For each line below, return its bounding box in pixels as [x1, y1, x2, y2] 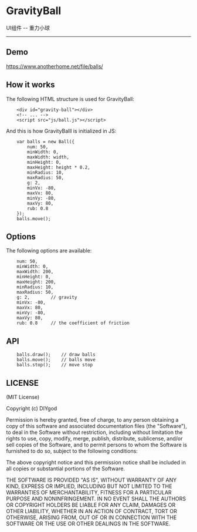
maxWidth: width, [27, 154, 69, 160]
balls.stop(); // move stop [16, 362, 93, 368]
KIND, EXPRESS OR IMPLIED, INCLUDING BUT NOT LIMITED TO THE [6, 483, 172, 490]
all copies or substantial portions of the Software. [6, 465, 125, 472]
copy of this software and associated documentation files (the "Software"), [6, 423, 188, 429]
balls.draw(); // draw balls [16, 352, 96, 358]
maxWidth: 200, [16, 269, 54, 275]
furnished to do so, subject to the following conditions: [6, 447, 138, 454]
